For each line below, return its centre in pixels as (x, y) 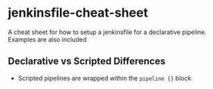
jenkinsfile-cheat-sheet (78, 13)
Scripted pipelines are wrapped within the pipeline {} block (104, 78)
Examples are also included (47, 39)
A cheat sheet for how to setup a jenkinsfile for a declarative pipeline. (108, 32)
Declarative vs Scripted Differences (87, 62)
